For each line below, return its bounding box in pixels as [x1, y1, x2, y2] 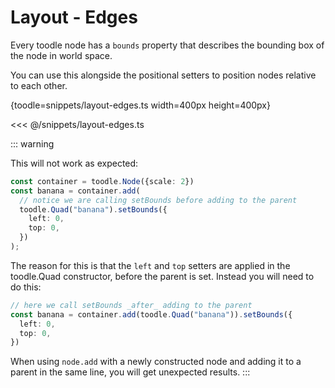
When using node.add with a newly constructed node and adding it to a [10, 356, 302, 368]
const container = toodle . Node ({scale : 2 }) [10, 176, 195, 186]
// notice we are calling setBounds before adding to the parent [19, 195, 298, 205]
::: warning [10, 137, 55, 150]
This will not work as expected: [10, 157, 139, 169]
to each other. [10, 79, 68, 91]
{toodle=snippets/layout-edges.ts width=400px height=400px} [10, 99, 271, 111]
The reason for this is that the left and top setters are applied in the [10, 259, 291, 271]
